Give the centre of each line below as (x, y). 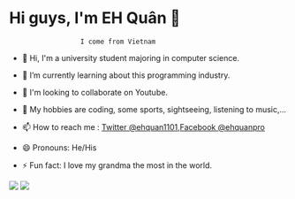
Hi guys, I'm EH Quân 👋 (95, 18)
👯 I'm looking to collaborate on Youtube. (95, 92)
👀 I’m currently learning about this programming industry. (126, 75)
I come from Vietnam (118, 42)
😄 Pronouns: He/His (59, 147)
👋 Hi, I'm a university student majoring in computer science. (131, 57)
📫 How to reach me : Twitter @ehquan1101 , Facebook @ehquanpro (143, 126)
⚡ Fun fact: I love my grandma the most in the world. (117, 165)
